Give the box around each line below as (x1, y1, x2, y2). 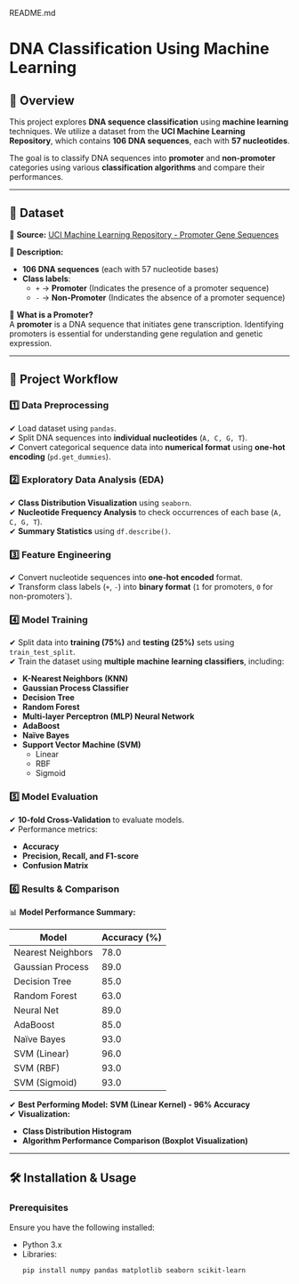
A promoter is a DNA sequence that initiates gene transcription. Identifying (9, 319, 284, 329)
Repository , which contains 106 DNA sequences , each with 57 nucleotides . (9, 135, 290, 146)
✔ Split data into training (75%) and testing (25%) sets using (9, 637, 235, 648)
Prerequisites (9, 1201, 69, 1214)
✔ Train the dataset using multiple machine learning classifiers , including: (9, 656, 285, 666)
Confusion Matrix (21, 860, 89, 870)
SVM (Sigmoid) (13, 1076, 77, 1088)
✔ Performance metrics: (9, 823, 98, 835)
